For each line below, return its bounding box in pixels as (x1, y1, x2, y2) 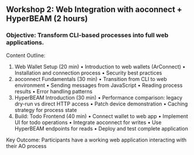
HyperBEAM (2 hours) (6, 14, 88, 24)
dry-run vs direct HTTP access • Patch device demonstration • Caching (14, 100, 188, 107)
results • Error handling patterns (14, 87, 92, 95)
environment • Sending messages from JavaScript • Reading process (14, 82, 183, 89)
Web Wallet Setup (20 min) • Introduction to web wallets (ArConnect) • (14, 63, 186, 70)
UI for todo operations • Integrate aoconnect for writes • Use (14, 119, 162, 126)
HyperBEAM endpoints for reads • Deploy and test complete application (14, 125, 188, 132)
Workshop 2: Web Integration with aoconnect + (6, 5, 182, 15)
